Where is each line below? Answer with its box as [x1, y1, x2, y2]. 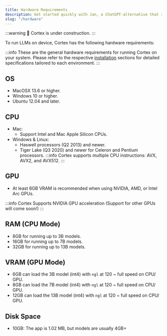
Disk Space [5, 312, 41, 321]
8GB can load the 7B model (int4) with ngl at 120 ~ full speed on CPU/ [12, 282, 156, 288]
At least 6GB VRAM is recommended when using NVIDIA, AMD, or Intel [12, 185, 158, 191]
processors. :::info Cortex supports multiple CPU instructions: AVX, [19, 152, 157, 158]
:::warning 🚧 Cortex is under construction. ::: [5, 30, 96, 36]
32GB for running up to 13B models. [12, 243, 86, 249]
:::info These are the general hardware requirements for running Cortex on [5, 49, 158, 55]
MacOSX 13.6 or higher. [12, 88, 61, 94]
